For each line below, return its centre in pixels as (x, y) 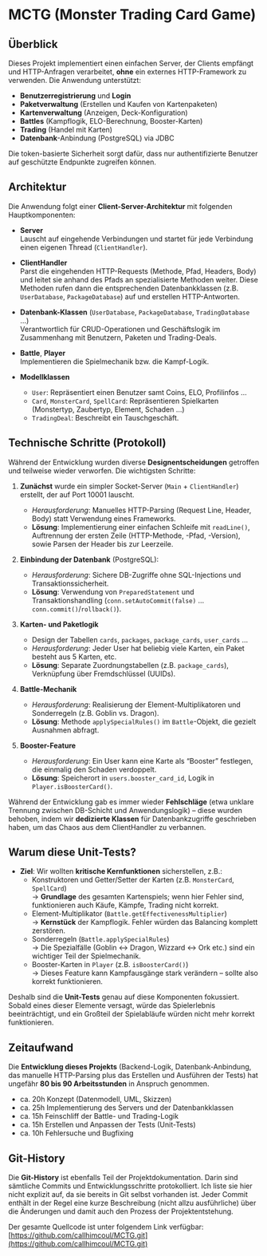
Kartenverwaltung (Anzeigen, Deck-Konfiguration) (104, 113)
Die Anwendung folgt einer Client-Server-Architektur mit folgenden (120, 206)
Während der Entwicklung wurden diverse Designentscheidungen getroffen (134, 462)
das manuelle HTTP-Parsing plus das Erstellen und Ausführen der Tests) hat (133, 1076)
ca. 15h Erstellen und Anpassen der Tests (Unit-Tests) (108, 1125)
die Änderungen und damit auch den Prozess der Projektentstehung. (121, 1211)
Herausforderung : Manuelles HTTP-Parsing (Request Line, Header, (141, 510)
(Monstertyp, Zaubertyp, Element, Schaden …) (108, 409)
